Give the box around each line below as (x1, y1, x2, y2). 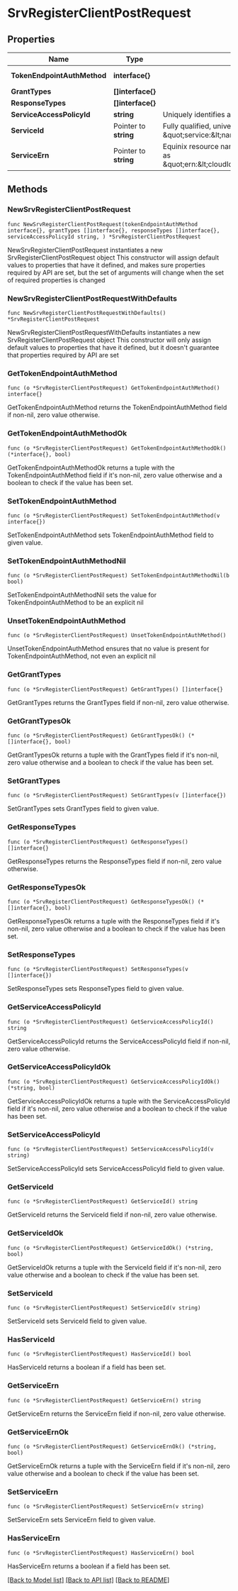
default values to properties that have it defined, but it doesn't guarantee (7, 343, 220, 352)
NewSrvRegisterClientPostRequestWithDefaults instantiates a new (7, 328, 200, 336)
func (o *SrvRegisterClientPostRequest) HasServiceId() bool (7, 1351, 192, 1358)
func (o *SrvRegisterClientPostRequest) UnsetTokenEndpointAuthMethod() (7, 632, 227, 639)
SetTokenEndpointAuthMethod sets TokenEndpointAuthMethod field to (7, 531, 214, 539)
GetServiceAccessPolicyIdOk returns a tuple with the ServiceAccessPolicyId (7, 1097, 230, 1105)
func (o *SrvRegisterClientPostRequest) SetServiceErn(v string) (7, 1503, 204, 1510)
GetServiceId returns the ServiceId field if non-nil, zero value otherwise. (7, 1211, 217, 1219)
